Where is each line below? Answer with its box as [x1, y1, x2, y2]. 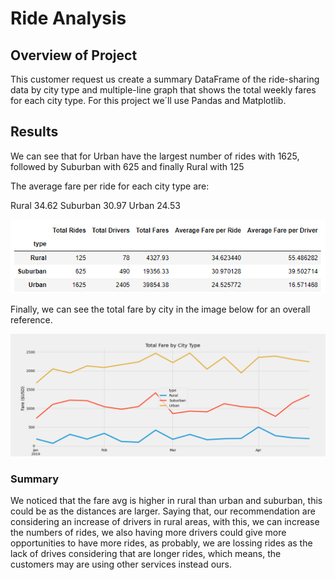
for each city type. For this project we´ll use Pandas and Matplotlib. [10, 95, 287, 106]
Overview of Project [10, 47, 138, 64]
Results [10, 123, 59, 141]
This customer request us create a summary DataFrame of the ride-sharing [10, 73, 320, 85]
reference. [10, 313, 53, 326]
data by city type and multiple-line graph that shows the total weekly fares [10, 84, 317, 96]
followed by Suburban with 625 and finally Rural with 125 [10, 160, 245, 172]
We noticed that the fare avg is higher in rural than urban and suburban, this [10, 495, 323, 507]
